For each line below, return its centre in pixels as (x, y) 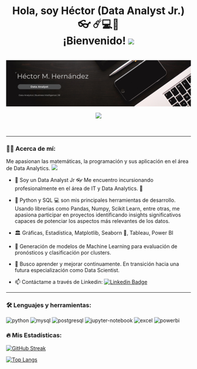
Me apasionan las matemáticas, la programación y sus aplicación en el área (97, 161)
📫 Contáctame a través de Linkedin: (59, 282)
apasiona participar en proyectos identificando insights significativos (98, 215)
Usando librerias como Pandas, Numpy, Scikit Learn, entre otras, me (97, 209)
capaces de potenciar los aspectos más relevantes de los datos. (92, 221)
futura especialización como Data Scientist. (67, 270)
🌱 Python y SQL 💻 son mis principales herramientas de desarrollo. (95, 200)
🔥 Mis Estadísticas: (34, 336)
